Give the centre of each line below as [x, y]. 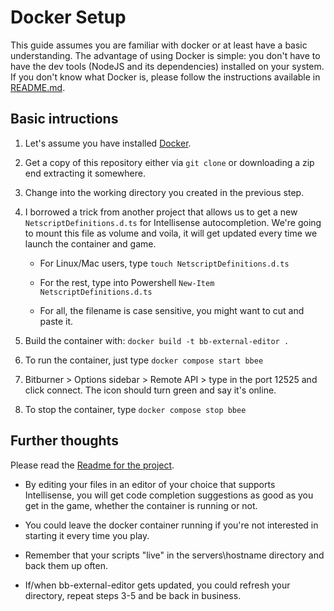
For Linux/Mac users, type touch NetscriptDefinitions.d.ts [164, 263]
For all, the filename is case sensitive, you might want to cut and [172, 310]
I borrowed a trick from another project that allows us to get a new [161, 212]
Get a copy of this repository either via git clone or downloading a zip [169, 162]
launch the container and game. [90, 243]
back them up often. [66, 565]
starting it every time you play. [87, 535]
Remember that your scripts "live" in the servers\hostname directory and [174, 555]
